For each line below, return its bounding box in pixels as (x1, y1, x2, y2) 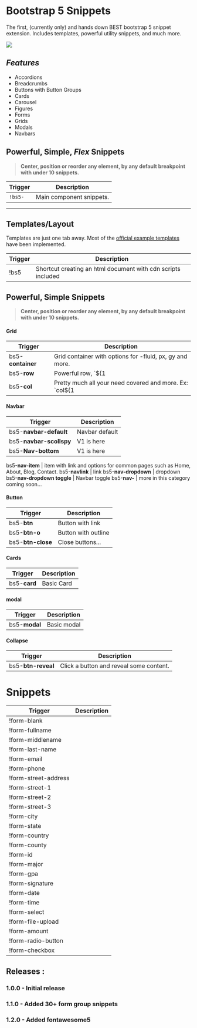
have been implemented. (6, 241, 66, 248)
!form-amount (9, 927, 49, 936)
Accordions (14, 74, 43, 81)
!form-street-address (9, 774, 70, 782)
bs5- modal (9, 621, 42, 629)
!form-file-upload (9, 917, 59, 926)
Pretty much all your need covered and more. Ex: (53, 379, 188, 387)
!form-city (9, 813, 38, 821)
